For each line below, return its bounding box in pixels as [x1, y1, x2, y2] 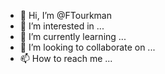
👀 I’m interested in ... [19, 20, 105, 32]
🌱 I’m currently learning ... [19, 31, 127, 42]
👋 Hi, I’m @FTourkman [19, 10, 112, 21]
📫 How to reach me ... [19, 53, 113, 64]
